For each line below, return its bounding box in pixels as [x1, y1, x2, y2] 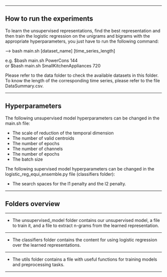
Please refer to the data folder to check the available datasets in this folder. [5, 72, 159, 78]
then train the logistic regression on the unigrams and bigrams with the [5, 33, 150, 39]
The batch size [12, 156, 43, 162]
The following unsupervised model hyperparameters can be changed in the [5, 115, 160, 121]
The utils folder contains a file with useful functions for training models [12, 256, 158, 263]
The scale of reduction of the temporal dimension [12, 130, 114, 136]
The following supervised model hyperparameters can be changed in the [5, 166, 155, 171]
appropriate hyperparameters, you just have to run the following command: [5, 38, 159, 44]
